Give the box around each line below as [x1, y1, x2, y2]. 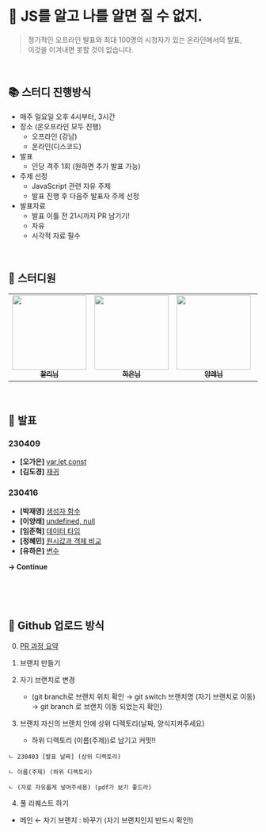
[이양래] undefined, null [19, 516, 96, 526]
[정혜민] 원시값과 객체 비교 [19, 536, 101, 546]
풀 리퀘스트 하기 [19, 799, 69, 808]
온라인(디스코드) [31, 141, 82, 151]
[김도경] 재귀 [19, 467, 59, 477]
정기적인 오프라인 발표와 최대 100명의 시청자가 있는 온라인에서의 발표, [27, 35, 243, 44]
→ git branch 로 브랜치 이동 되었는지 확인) [31, 702, 162, 711]
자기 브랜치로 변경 [19, 675, 75, 684]
